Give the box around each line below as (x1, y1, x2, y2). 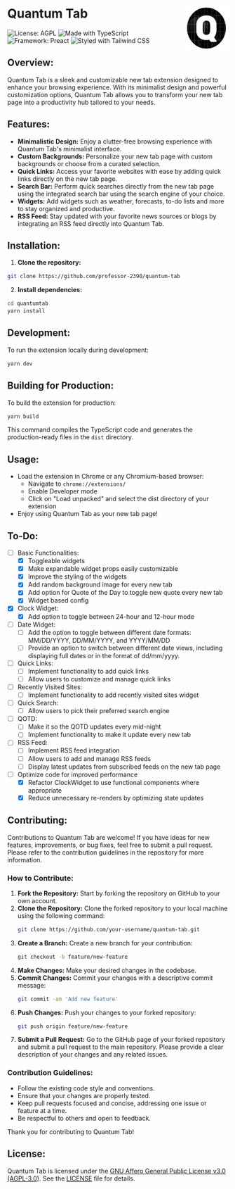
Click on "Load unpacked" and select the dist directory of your (27, 495, 209, 503)
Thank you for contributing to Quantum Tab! (7, 1127, 135, 1135)
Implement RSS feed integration (27, 746, 121, 755)
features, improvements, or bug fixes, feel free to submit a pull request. (7, 841, 213, 849)
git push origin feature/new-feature (17, 1023, 128, 1030)
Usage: (7, 453, 40, 465)
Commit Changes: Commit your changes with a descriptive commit (17, 974, 213, 982)
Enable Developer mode (27, 487, 98, 496)
